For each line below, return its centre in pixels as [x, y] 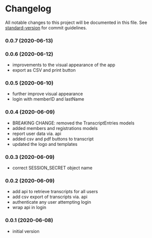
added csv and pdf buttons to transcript [53, 139]
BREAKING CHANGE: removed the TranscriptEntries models [73, 123]
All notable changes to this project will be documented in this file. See [76, 22]
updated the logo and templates [45, 144]
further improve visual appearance [48, 94]
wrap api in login [29, 208]
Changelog [28, 9]
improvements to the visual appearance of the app [64, 65]
